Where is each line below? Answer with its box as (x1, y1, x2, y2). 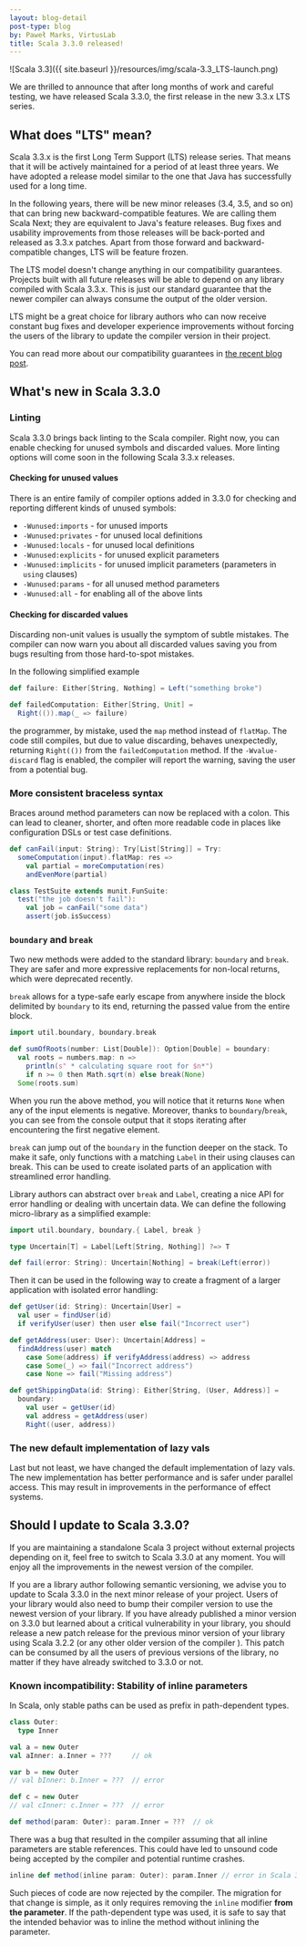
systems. (9, 1491, 44, 1502)
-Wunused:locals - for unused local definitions (22, 539, 195, 550)
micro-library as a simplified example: (9, 1207, 151, 1218)
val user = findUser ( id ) (17, 1310, 112, 1320)
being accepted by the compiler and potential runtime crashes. (9, 1853, 246, 1864)
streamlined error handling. (9, 1171, 112, 1182)
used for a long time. (9, 181, 87, 191)
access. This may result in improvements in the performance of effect (9, 1481, 271, 1492)
